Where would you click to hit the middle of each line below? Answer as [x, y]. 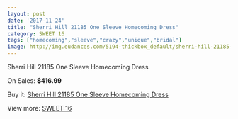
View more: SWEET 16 [40, 108]
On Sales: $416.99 [35, 81]
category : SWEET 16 [36, 34]
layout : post [27, 14]
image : [17, 47]
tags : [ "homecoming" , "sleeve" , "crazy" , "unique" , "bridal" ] [95, 40]
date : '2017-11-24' [36, 21]
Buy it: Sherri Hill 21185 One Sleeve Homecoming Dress [88, 94]
